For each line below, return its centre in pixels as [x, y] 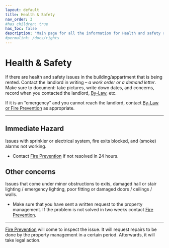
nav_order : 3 [19, 19]
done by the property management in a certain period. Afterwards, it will [80, 235]
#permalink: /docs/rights [32, 38]
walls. [11, 195]
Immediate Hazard [35, 129]
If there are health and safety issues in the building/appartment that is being [84, 77]
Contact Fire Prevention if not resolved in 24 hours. [65, 156]
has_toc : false [21, 29]
